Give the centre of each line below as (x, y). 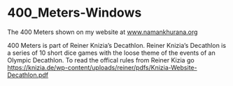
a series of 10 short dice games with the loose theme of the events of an (111, 53)
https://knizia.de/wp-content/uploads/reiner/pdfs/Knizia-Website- (102, 67)
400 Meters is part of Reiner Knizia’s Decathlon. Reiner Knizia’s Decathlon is (116, 45)
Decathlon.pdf (28, 75)
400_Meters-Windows (75, 13)
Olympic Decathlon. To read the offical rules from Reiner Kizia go (101, 60)
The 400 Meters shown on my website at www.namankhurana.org (103, 32)
